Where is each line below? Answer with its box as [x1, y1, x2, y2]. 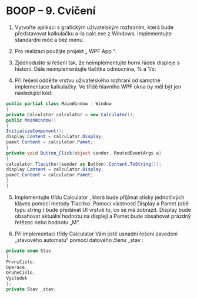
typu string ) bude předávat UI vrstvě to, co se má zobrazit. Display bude [14, 206, 191, 213]
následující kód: [14, 89, 53, 96]
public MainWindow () [6, 117, 57, 123]
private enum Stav [6, 248, 51, 254]
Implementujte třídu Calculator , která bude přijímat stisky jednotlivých [14, 194, 185, 201]
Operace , [6, 264, 28, 270]
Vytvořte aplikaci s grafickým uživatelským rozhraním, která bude [14, 24, 174, 31]
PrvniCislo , [6, 258, 35, 265]
